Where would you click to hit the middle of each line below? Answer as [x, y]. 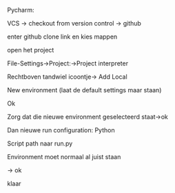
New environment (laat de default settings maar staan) [84, 90]
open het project [31, 50]
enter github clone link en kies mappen [62, 37]
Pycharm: [21, 10]
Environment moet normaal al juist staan [64, 157]
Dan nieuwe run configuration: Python [61, 130]
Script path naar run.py [40, 143]
